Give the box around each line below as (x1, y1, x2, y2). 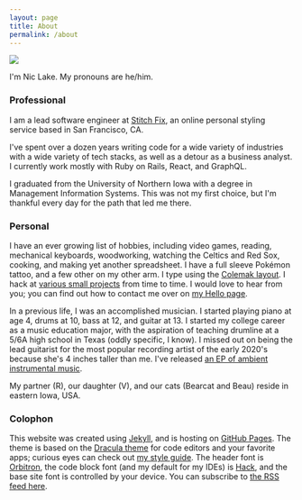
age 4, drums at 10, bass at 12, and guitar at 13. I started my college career (9, 314, 286, 325)
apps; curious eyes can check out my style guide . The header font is (9, 452, 264, 463)
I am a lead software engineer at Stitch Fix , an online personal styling (9, 114, 266, 125)
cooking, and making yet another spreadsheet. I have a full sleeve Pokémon (9, 259, 291, 270)
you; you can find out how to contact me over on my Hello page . (9, 287, 248, 298)
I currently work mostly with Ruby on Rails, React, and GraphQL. (9, 160, 248, 171)
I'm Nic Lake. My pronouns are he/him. (9, 71, 153, 82)
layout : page (9, 13, 59, 23)
